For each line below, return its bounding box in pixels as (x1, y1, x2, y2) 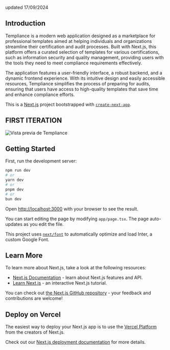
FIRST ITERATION (5, 116, 62, 125)
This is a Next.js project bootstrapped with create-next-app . (5, 101, 132, 107)
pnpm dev (5, 186, 24, 192)
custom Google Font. (5, 236, 50, 242)
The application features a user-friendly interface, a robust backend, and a (5, 69, 162, 76)
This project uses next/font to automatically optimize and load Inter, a (5, 231, 153, 237)
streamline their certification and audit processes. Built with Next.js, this (5, 43, 157, 50)
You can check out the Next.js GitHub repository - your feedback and (5, 290, 152, 296)
